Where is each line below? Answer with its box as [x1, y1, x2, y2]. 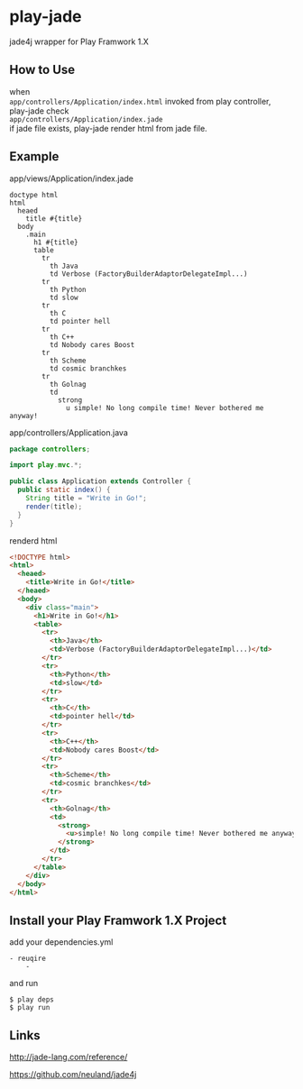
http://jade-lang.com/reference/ [9, 1052, 128, 1063]
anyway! [9, 411, 39, 420]
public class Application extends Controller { [9, 477, 192, 486]
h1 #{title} [32, 237, 78, 247]
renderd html [9, 535, 58, 546]
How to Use [9, 62, 76, 78]
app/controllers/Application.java [9, 426, 128, 438]
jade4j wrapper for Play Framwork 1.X [9, 36, 149, 47]
